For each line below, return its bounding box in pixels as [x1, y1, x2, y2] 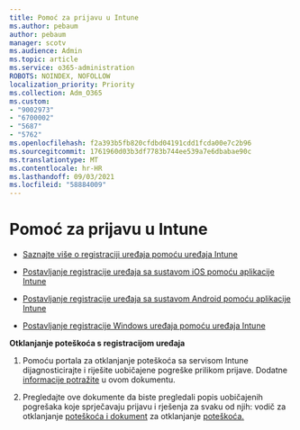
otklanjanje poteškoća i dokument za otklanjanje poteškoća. [22, 411, 245, 422]
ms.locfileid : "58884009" [9, 181, 106, 190]
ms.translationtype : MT [9, 155, 99, 165]
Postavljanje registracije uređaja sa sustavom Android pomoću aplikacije [22, 293, 291, 304]
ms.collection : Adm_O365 [9, 88, 103, 97]
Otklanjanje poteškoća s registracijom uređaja [9, 338, 186, 349]
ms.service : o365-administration [9, 64, 135, 73]
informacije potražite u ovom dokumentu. [22, 374, 176, 385]
